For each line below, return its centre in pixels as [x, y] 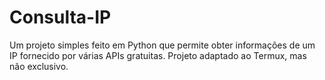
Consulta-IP [60, 17]
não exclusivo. [39, 66]
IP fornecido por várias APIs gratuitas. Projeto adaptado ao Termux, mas [158, 55]
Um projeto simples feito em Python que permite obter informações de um [162, 45]
